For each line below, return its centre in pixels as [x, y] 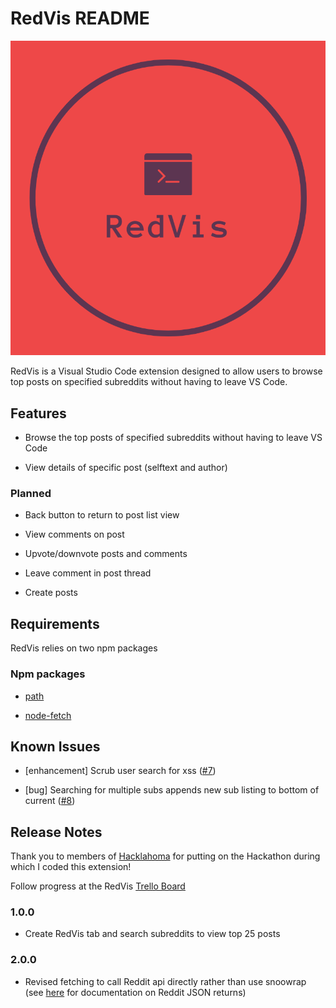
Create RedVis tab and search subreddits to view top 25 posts [152, 934]
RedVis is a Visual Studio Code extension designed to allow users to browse [166, 371]
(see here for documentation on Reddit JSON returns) [135, 992]
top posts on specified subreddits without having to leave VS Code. [149, 382]
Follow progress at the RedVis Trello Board [98, 886]
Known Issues [55, 746]
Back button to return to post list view [102, 515]
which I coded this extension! [71, 867]
